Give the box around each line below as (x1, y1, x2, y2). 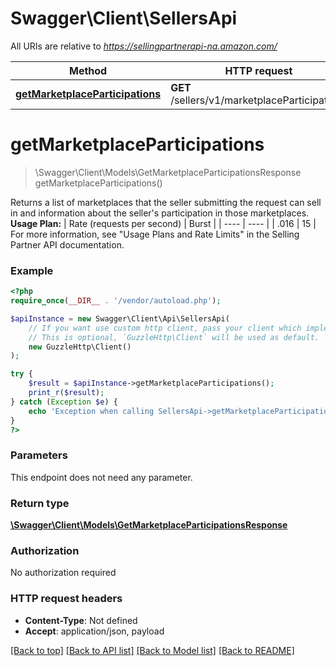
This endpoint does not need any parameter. (10, 471, 193, 483)
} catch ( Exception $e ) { (10, 397, 118, 407)
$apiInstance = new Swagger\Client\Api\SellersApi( (10, 313, 230, 324)
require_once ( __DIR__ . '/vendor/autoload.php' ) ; (10, 296, 222, 306)
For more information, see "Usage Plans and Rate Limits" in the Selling (10, 228, 300, 240)
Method (68, 63, 108, 77)
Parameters (10, 448, 68, 462)
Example (10, 263, 54, 277)
